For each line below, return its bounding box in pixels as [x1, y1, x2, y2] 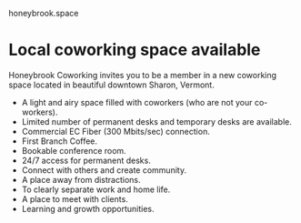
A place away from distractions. [21, 174, 142, 185]
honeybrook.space [8, 8, 79, 18]
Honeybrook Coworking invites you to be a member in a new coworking [8, 69, 277, 80]
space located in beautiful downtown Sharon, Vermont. [8, 79, 215, 90]
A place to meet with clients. [21, 193, 128, 204]
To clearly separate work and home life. [21, 184, 171, 195]
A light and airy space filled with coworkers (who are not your [21, 96, 253, 107]
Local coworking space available [8, 40, 261, 60]
